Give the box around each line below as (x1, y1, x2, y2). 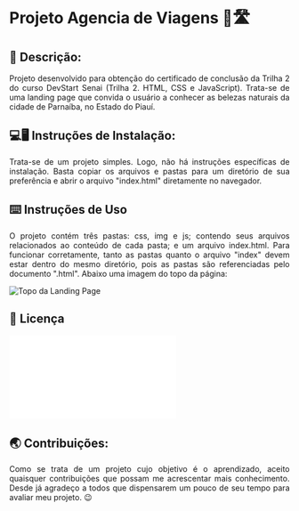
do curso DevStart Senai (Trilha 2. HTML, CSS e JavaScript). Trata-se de (9, 83, 290, 93)
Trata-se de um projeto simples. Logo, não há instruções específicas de (9, 156, 290, 166)
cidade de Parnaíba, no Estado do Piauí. (9, 101, 156, 112)
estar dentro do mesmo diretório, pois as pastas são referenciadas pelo (9, 258, 290, 269)
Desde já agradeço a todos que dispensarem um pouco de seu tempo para (9, 483, 290, 493)
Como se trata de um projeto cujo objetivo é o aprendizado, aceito (9, 464, 290, 474)
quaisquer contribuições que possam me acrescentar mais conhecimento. (9, 474, 290, 484)
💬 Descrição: (9, 49, 82, 64)
